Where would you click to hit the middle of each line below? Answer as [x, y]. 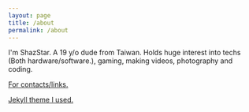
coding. [20, 69]
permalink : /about [38, 30]
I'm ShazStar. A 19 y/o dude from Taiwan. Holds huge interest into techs [124, 53]
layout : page [30, 15]
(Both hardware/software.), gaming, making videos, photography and [121, 61]
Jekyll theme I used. [41, 100]
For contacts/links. [38, 84]
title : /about [32, 23]
